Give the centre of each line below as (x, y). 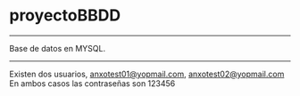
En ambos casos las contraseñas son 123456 (92, 83)
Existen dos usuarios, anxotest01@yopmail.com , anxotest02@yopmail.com (147, 74)
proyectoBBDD (65, 16)
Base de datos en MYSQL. (57, 48)
